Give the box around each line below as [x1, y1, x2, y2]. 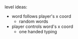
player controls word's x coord [11, 24, 74, 29]
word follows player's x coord [11, 13, 71, 19]
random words [19, 19, 48, 24]
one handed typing [19, 29, 57, 34]
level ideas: [4, 4, 27, 10]
